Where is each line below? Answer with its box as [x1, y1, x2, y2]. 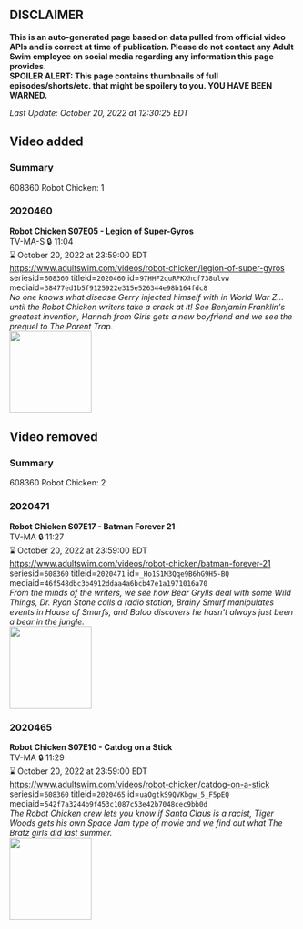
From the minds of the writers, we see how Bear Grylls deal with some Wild [9, 587, 291, 598]
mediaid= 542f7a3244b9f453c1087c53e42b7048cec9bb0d [9, 799, 207, 809]
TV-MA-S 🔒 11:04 [9, 235, 74, 246]
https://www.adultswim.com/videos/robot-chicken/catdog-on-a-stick [9, 779, 270, 790]
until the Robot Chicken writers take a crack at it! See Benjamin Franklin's [9, 301, 286, 312]
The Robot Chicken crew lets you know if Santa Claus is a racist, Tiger [9, 808, 275, 819]
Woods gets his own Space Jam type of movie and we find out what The [9, 818, 283, 829]
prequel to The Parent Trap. [9, 320, 114, 331]
